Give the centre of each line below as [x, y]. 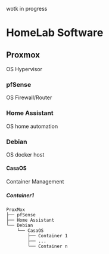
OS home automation [32, 126]
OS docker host [25, 154]
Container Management [35, 182]
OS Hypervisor [24, 69]
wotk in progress [27, 9]
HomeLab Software [55, 33]
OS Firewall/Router [29, 97]
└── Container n [48, 247]
